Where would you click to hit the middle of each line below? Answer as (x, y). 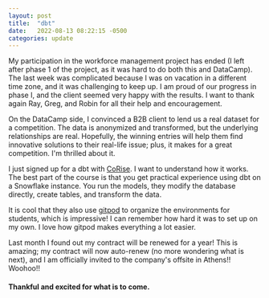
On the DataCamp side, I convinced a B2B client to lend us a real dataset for (134, 119)
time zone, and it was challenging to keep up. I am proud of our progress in (132, 87)
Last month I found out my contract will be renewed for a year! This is (123, 243)
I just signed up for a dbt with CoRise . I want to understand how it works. (128, 169)
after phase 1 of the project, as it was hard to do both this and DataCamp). (130, 70)
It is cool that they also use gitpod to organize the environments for (119, 210)
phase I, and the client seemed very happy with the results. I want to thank (131, 95)
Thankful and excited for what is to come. (79, 287)
